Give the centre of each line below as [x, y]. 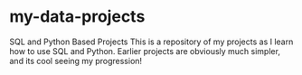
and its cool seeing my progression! [76, 61]
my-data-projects [77, 17]
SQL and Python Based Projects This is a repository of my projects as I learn [151, 42]
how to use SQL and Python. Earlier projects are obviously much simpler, [145, 51]
